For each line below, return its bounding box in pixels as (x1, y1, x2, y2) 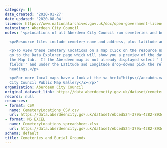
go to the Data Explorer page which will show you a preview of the (9, 52, 155, 57)
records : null (5, 94, 35, 99)
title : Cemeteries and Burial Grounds (5, 135, 85, 140)
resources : (5, 99, 28, 103)
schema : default (5, 131, 39, 136)
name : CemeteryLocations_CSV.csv (9, 107, 79, 113)
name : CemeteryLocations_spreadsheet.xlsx (9, 122, 99, 127)
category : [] (5, 7, 32, 12)
